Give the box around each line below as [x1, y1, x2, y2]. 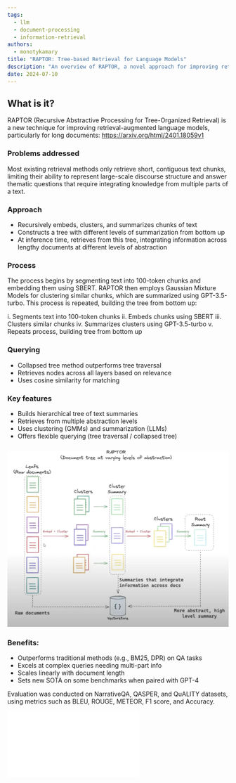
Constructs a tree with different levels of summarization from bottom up [17, 228, 225, 237]
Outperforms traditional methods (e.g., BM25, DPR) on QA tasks [17, 654, 202, 662]
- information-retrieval [13, 34, 86, 41]
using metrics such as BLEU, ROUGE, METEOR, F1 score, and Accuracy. [7, 697, 216, 706]
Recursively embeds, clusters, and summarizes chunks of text [17, 221, 198, 229]
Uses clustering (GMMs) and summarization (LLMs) [17, 424, 167, 432]
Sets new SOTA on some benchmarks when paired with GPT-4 [17, 676, 199, 685]
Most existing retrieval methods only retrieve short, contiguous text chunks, [7, 164, 226, 173]
